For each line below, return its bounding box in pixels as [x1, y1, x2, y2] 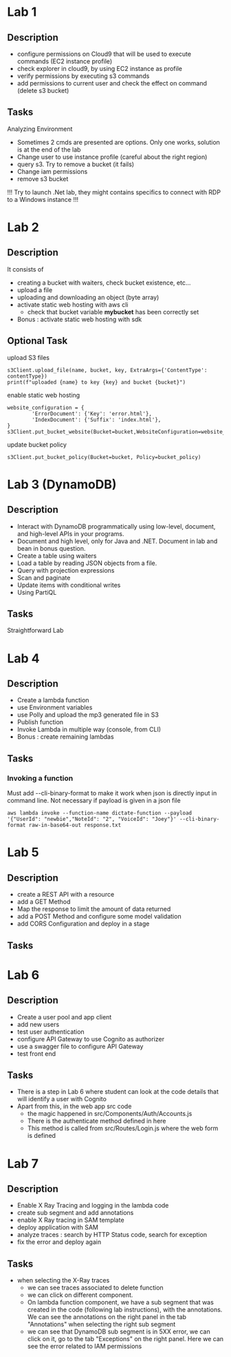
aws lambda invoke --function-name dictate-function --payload [7, 810, 192, 817]
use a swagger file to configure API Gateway [16, 1042, 144, 1050]
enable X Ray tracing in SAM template [16, 1216, 125, 1224]
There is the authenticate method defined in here [27, 1117, 166, 1125]
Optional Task [7, 335, 68, 347]
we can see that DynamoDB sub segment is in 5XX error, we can [27, 1327, 211, 1336]
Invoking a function [7, 773, 74, 783]
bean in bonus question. [16, 544, 86, 552]
